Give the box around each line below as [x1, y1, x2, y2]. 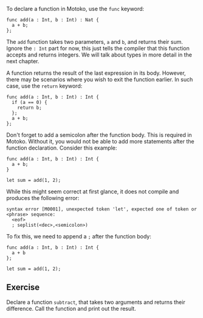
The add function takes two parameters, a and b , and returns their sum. [6, 38, 184, 45]
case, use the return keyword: [6, 82, 83, 89]
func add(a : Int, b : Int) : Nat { [6, 17, 99, 23]
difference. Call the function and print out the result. [6, 305, 137, 312]
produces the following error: [6, 195, 80, 201]
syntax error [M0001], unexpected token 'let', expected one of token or [6, 206, 198, 212]
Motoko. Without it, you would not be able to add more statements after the [6, 138, 194, 145]
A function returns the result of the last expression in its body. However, [6, 69, 187, 77]
